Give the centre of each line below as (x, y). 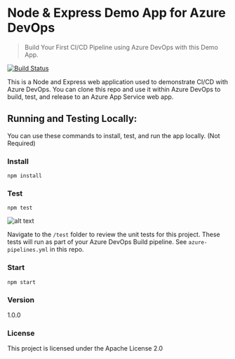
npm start (22, 282)
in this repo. (67, 250)
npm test (20, 208)
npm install (25, 176)
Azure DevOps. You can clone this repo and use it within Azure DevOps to (114, 89)
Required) (22, 143)
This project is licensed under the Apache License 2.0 (85, 348)
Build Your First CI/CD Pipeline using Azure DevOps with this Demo (121, 47)
